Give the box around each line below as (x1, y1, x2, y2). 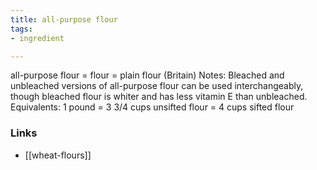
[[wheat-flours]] (24, 149, 92, 161)
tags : (10, 24, 33, 34)
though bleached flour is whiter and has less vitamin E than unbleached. (10, 91, 308, 103)
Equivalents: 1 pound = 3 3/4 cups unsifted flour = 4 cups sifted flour (10, 101, 295, 113)
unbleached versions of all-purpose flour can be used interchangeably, (10, 80, 304, 92)
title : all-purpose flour (10, 14, 118, 25)
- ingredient (10, 33, 65, 43)
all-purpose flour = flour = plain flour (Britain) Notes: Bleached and (10, 69, 285, 81)
